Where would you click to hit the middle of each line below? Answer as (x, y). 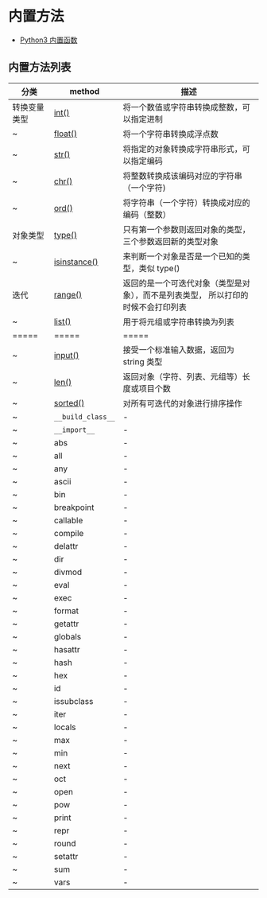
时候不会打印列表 (155, 307)
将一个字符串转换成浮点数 (170, 134)
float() (66, 134)
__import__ (74, 430)
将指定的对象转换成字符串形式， (182, 149)
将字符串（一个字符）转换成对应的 (186, 202)
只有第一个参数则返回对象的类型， (186, 229)
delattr (66, 546)
